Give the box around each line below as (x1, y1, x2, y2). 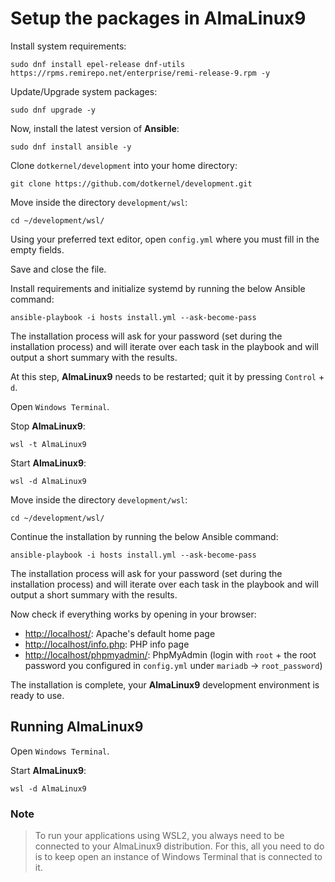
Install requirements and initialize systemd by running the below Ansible (10, 282, 306, 294)
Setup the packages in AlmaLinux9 (10, 7, 307, 30)
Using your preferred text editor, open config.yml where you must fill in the (10, 233, 320, 245)
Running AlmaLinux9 (10, 718, 144, 736)
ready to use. (10, 689, 65, 701)
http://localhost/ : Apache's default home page (24, 627, 216, 639)
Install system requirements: (10, 40, 127, 52)
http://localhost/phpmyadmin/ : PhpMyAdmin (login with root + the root (24, 648, 317, 661)
